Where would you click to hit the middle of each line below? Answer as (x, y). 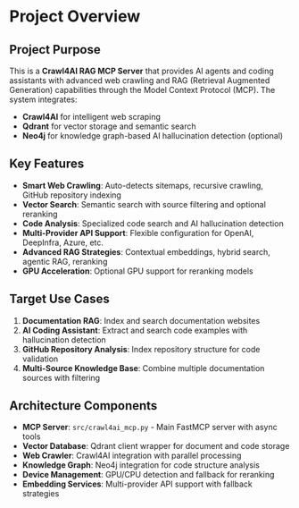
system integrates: (43, 99)
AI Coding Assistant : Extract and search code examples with (135, 330)
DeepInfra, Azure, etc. (63, 242)
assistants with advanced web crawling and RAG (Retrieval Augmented (140, 80)
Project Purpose (55, 50)
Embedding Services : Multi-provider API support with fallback (137, 484)
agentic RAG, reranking (65, 261)
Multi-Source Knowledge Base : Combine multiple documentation (143, 368)
